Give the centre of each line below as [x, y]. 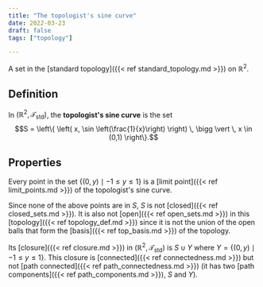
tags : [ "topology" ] [41, 38]
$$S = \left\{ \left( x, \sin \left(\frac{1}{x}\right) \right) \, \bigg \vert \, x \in [133, 129]
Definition [33, 94]
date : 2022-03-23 [37, 23]
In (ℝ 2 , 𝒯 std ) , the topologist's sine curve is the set [91, 115]
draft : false [30, 30]
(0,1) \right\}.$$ [133, 138]
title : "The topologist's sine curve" [72, 16]
